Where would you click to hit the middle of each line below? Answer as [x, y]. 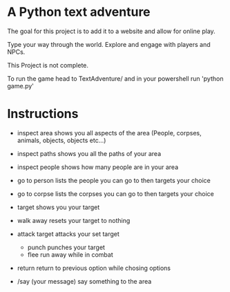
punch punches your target [66, 247]
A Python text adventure [79, 12]
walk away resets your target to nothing [74, 220]
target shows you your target [58, 207]
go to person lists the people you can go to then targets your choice [114, 180]
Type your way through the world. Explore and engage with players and [109, 44]
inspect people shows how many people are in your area [98, 167]
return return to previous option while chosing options [94, 268]
